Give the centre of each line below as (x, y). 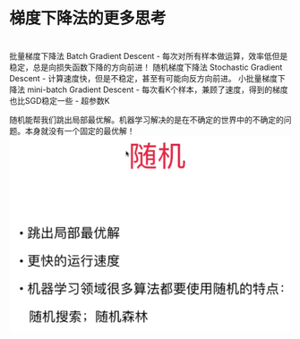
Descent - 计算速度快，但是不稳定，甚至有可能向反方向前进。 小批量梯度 (143, 79)
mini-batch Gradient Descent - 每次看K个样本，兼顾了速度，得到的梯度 (157, 89)
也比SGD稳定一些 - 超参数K (60, 101)
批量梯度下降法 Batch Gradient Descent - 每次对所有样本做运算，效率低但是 (149, 56)
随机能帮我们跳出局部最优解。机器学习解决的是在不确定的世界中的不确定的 (146, 120)
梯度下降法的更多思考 (88, 18)
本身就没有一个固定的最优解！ (80, 131)
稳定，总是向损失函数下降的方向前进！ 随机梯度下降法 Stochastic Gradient (146, 67)
